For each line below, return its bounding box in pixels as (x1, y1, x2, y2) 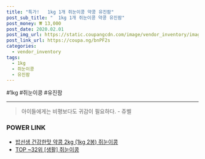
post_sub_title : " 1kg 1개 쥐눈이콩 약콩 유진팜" (6, 15, 125, 21)
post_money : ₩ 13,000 (6, 20, 62, 26)
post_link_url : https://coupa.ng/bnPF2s (6, 37, 111, 43)
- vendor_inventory (12, 49, 62, 55)
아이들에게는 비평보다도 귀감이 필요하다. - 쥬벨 (21, 108, 132, 115)
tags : (6, 54, 20, 61)
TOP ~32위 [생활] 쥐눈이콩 (15, 146, 79, 153)
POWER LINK (6, 124, 46, 132)
